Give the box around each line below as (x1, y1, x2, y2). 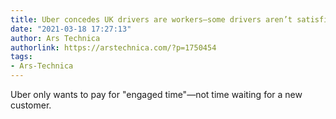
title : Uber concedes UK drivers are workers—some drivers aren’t (10, 14, 293, 25)
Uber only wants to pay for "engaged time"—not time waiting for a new (10, 89, 303, 100)
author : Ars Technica (10, 33, 101, 43)
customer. (10, 99, 52, 111)
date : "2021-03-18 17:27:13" (10, 24, 132, 34)
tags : (10, 52, 33, 62)
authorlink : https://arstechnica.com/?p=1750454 (10, 42, 217, 53)
